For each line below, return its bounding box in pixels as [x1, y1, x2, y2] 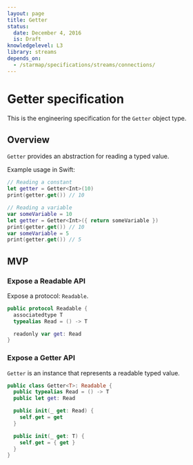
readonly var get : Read [13, 330, 81, 337]
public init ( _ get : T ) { [13, 433, 85, 439]
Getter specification [7, 91, 124, 107]
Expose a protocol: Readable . [7, 291, 89, 300]
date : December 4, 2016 [13, 29, 81, 37]
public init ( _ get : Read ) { [13, 408, 94, 415]
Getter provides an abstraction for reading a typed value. [7, 152, 170, 161]
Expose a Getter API [7, 353, 76, 363]
